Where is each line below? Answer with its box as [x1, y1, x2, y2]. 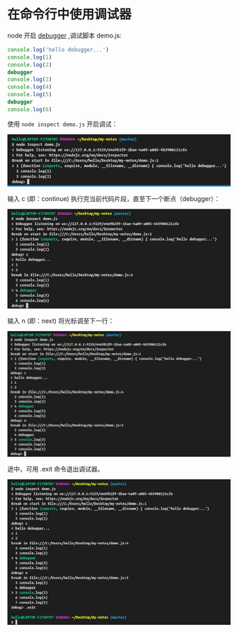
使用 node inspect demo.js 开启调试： [7, 120, 118, 128]
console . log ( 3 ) [7, 76, 52, 84]
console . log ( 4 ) [7, 84, 52, 91]
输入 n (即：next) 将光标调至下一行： [7, 316, 115, 326]
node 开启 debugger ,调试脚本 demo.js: [7, 31, 122, 40]
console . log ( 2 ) [7, 61, 52, 68]
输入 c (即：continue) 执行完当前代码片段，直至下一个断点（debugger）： [7, 195, 221, 203]
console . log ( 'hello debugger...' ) [7, 46, 110, 53]
